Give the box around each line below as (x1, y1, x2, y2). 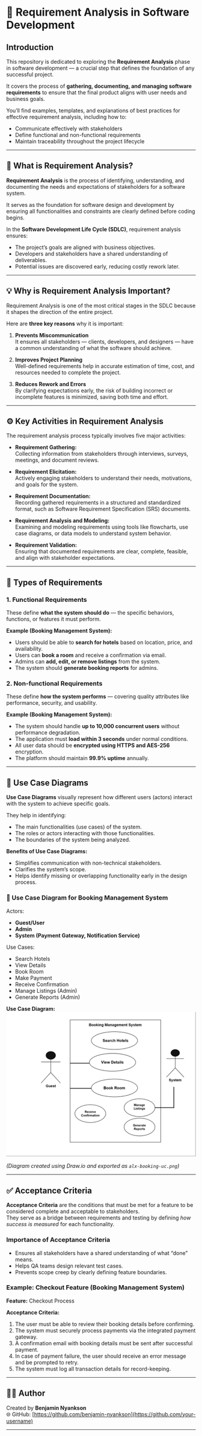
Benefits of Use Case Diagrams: (6, 848, 88, 855)
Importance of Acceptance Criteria (6, 1236, 110, 1244)
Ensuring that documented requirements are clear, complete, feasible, (14, 548, 188, 555)
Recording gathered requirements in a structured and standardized (14, 499, 181, 506)
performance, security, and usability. (6, 699, 97, 707)
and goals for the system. (14, 481, 79, 488)
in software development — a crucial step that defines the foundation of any (6, 64, 195, 72)
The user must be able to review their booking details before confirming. (14, 1320, 195, 1328)
